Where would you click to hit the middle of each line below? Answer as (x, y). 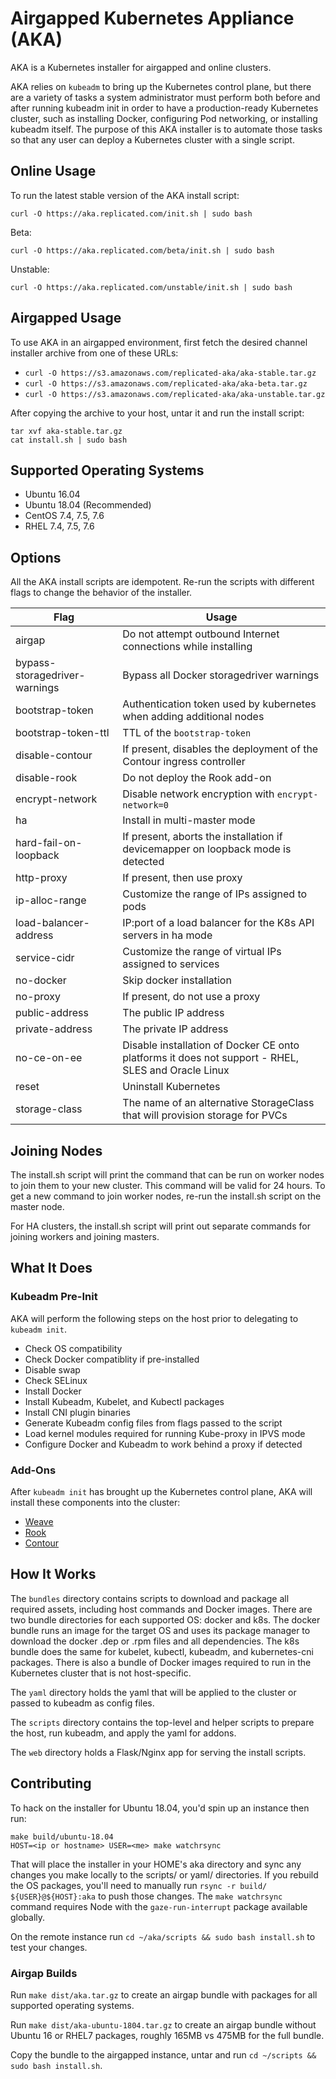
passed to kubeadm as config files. (82, 1703)
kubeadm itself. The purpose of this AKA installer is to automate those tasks (166, 129)
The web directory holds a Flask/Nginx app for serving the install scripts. (158, 1752)
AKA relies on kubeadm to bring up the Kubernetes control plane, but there (161, 86)
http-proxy (41, 878)
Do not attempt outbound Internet (201, 634)
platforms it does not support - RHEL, (211, 1058)
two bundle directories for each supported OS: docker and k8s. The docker (165, 1619)
